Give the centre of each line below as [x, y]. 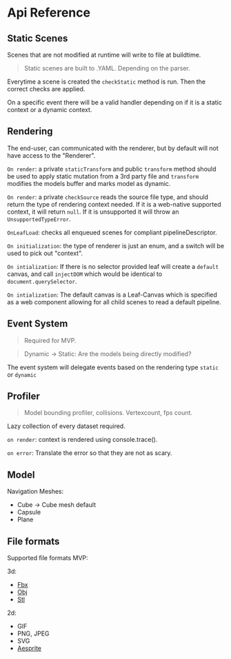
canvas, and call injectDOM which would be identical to [85, 274]
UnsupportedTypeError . [39, 219]
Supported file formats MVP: [48, 558]
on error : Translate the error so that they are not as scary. [90, 453]
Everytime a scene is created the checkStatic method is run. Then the [106, 82]
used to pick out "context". [45, 253]
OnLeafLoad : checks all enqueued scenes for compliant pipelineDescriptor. [112, 232]
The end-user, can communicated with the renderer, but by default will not [113, 148]
